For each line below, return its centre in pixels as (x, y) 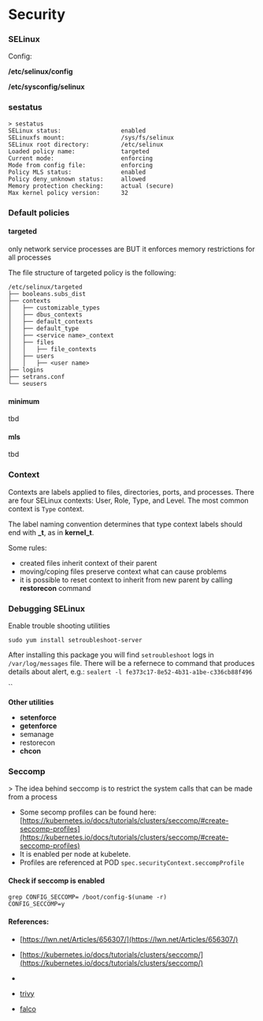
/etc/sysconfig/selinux (46, 87)
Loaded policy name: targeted (79, 151)
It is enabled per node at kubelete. (75, 855)
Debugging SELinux (46, 608)
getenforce (38, 726)
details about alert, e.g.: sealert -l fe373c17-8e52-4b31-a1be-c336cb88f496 (130, 671)
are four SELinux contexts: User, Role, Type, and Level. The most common (129, 500)
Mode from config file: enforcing (81, 165)
